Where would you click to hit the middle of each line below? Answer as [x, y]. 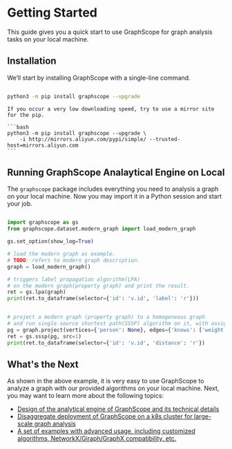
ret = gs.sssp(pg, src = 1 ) [44, 336]
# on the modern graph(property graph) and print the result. [98, 286]
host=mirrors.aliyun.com [43, 145]
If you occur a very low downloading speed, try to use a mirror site [111, 109]
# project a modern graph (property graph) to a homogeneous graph [106, 317]
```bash [18, 127]
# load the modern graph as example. [61, 254]
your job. [20, 204]
